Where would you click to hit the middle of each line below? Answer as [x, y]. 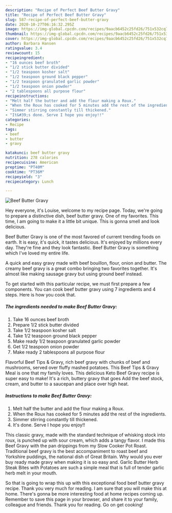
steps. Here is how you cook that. [41, 295]
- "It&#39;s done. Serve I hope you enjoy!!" [55, 115]
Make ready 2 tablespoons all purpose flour [59, 352]
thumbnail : [17, 34]
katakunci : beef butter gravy [38, 153]
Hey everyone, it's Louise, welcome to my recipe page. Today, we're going [84, 210]
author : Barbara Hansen [31, 44]
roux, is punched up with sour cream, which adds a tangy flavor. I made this [85, 440]
